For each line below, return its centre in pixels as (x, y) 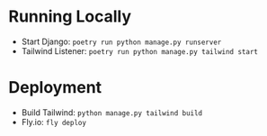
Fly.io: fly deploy (54, 122)
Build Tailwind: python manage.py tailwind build (112, 112)
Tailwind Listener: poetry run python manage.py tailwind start (139, 50)
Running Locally (70, 17)
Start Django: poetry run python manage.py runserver (121, 41)
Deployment (55, 88)
